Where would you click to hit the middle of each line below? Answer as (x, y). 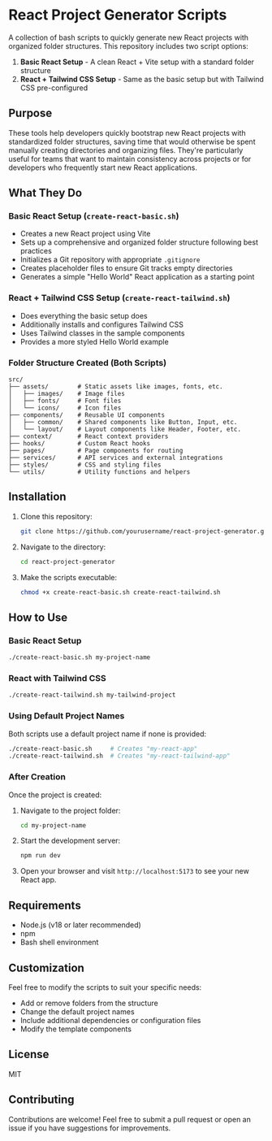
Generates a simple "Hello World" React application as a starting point (137, 277)
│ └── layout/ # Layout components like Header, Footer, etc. (125, 430)
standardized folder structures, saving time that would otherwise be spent (132, 141)
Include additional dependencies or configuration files (110, 1020)
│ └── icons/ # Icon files (65, 408)
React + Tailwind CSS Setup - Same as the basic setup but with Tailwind (142, 79)
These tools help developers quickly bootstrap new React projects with (127, 132)
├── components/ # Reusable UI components (86, 415)
